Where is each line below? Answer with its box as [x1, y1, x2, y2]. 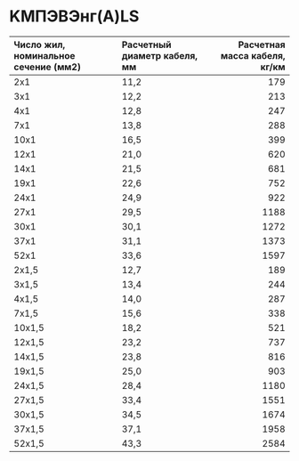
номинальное [13, 49, 76, 61]
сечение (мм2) [13, 61, 82, 73]
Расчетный [121, 38, 172, 51]
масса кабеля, [221, 49, 286, 61]
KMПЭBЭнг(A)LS [9, 6, 140, 27]
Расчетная [238, 38, 286, 51]
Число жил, [13, 38, 66, 51]
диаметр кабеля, [121, 49, 198, 61]
